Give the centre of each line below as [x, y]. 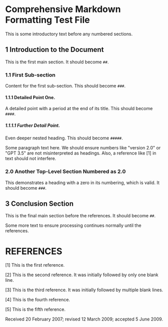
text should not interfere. [31, 158]
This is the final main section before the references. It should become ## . [80, 216]
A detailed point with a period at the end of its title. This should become [79, 109]
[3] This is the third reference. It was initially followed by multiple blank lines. [84, 290]
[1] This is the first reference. [35, 265]
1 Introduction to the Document [55, 50]
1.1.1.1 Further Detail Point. [33, 125]
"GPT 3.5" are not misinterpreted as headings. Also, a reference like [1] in [81, 153]
